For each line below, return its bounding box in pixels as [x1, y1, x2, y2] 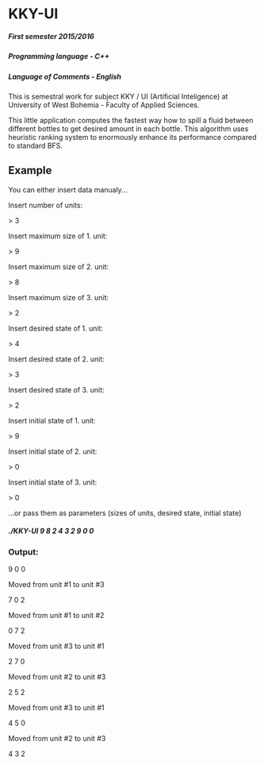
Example [8, 164, 52, 177]
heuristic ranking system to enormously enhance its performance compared [8, 132, 257, 141]
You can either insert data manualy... [8, 184, 128, 195]
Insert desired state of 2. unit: [8, 354, 105, 364]
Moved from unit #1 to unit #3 [8, 580, 105, 589]
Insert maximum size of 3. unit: [8, 292, 109, 302]
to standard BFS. [8, 141, 63, 150]
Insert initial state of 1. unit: [8, 415, 96, 425]
